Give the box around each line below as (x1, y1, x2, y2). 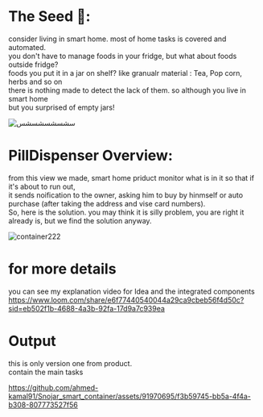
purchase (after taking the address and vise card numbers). (8, 198, 206, 208)
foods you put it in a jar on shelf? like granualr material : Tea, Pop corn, (8, 68, 243, 77)
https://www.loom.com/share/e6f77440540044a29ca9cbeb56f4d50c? (8, 294, 245, 305)
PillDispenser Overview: (8, 147, 173, 165)
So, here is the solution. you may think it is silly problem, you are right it (8, 207, 245, 217)
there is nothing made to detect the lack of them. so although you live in (8, 85, 247, 95)
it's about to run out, (8, 181, 76, 191)
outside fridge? (8, 60, 59, 69)
